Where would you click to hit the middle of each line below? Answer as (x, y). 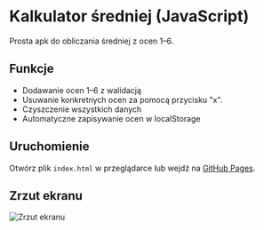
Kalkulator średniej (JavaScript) (129, 16)
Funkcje (32, 69)
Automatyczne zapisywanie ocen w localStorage (111, 118)
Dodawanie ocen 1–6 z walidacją (82, 90)
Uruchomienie (49, 147)
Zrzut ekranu (46, 196)
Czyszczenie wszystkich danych (82, 109)
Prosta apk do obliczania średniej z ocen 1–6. (92, 41)
